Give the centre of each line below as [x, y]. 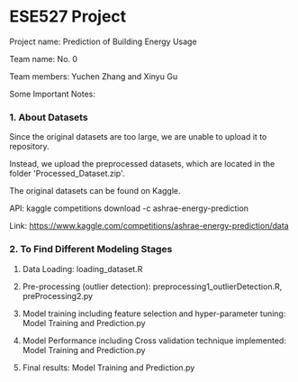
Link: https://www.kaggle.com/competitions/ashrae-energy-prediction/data [149, 226]
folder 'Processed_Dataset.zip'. [67, 174]
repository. [29, 147]
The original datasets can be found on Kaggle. [95, 191]
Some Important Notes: [53, 94]
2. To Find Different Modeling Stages [91, 250]
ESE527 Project [68, 17]
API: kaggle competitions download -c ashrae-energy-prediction [129, 208]
